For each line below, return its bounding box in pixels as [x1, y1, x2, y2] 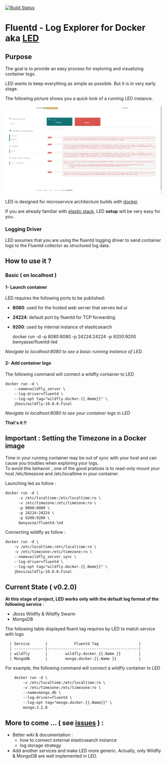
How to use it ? [5, 257, 52, 266]
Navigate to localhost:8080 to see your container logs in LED [5, 410, 131, 416]
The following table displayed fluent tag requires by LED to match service [5, 626, 156, 632]
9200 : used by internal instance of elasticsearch [12, 324, 112, 330]
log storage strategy [19, 742, 62, 748]
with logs [5, 631, 24, 637]
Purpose [5, 52, 32, 61]
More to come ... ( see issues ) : [5, 719, 104, 727]
